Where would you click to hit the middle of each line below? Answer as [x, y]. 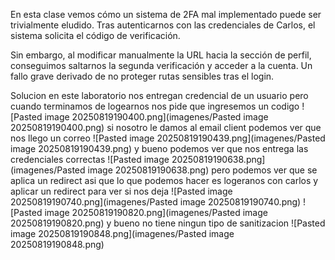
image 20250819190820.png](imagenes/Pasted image [156, 212]
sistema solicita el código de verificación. [95, 35]
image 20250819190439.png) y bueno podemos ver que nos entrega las [159, 148]
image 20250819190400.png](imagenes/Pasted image [156, 117]
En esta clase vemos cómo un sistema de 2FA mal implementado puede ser [166, 14]
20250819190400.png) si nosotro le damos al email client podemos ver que [166, 127]
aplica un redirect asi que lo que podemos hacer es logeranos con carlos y [164, 180]
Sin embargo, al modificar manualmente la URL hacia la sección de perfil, [161, 55]
